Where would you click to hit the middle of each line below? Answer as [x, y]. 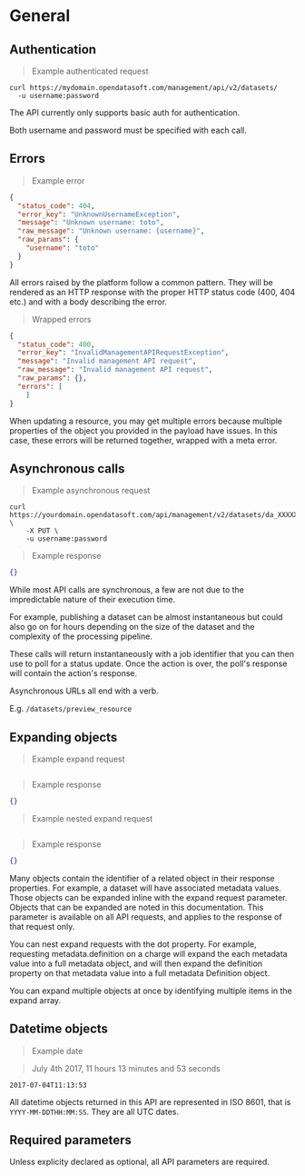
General [40, 16]
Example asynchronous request [91, 491]
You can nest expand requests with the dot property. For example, [133, 944]
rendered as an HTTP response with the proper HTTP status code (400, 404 [152, 292]
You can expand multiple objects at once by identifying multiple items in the [151, 991]
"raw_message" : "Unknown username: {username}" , [111, 231]
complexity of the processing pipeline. [81, 636]
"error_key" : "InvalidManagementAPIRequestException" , [123, 353]
